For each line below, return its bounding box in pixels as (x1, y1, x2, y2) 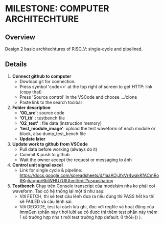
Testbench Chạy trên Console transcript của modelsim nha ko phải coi (12, 183, 155, 189)
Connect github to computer (12, 73, 71, 79)
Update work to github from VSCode (12, 141, 88, 147)
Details (5, 60, 27, 69)
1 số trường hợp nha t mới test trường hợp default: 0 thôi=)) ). (19, 214, 142, 220)
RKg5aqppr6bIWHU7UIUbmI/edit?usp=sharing (19, 177, 114, 183)
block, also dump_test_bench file (19, 131, 86, 137)
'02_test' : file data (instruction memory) (19, 120, 102, 126)
